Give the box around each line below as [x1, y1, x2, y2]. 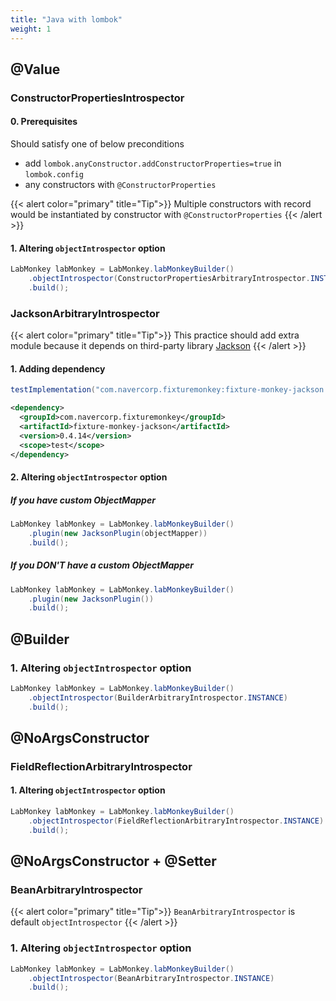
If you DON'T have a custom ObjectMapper [10, 559, 194, 571]
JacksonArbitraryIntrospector [10, 306, 160, 320]
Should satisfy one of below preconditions [10, 138, 185, 150]
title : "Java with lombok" [10, 14, 123, 25]
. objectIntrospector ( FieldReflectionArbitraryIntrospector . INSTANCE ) [28, 816, 325, 826]
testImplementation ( [10, 385, 97, 395]
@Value [10, 61, 61, 78]
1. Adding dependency [10, 362, 106, 375]
